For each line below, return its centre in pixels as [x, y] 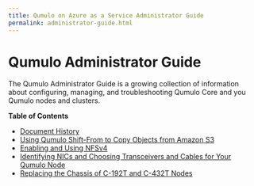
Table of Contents [38, 116]
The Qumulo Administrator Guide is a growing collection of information [124, 84]
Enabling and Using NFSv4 [63, 148]
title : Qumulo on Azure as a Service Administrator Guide [106, 15]
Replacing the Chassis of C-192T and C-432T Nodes [106, 173]
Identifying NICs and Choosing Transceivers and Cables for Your [125, 157]
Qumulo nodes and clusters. [54, 101]
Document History [50, 131]
